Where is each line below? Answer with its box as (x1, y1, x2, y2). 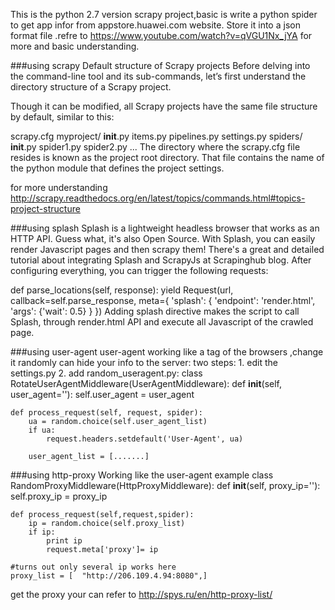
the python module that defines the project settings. (10, 162, 225, 174)
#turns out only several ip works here (10, 562, 177, 572)
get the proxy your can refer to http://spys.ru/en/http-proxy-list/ (10, 589, 273, 600)
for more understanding (10, 182, 108, 193)
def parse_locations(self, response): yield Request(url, (10, 284, 234, 296)
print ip (46, 536, 83, 546)
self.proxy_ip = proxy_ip (10, 490, 108, 502)
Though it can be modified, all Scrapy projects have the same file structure (10, 100, 318, 112)
